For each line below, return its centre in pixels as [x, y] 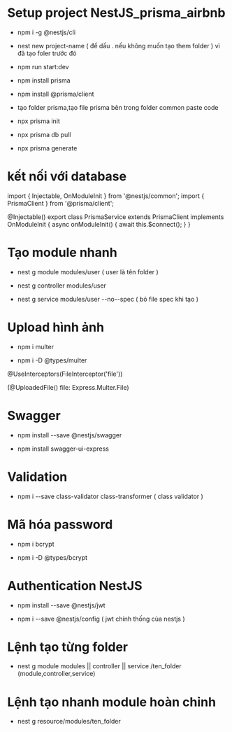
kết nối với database [67, 177]
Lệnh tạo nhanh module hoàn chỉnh [112, 702]
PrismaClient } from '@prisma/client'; [60, 203]
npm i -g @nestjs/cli [46, 32]
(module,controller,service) [56, 674]
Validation [37, 477]
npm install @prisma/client [56, 94]
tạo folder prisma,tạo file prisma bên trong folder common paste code [118, 107]
